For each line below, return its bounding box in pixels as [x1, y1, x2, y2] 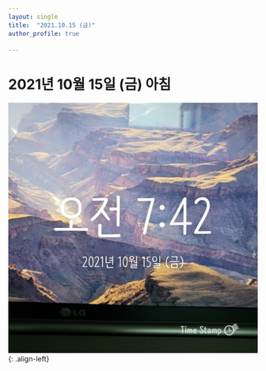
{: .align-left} [8, 354, 50, 364]
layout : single [8, 13, 59, 21]
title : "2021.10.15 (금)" [8, 21, 96, 29]
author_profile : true [8, 29, 80, 37]
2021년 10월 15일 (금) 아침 [8, 75, 172, 94]
